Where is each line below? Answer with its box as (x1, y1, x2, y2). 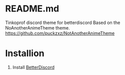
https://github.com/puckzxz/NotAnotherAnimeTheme (5, 30, 115, 36)
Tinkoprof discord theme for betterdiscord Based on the (5, 19, 120, 25)
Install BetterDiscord (12, 64, 55, 70)
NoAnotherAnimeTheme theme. (5, 24, 70, 30)
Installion (5, 48, 44, 59)
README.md (5, 3, 59, 14)
